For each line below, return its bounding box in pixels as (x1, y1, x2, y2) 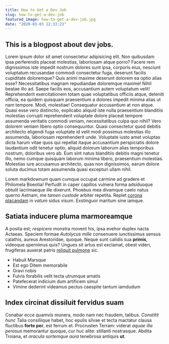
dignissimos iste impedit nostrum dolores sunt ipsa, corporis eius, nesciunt (5, 64, 161, 71)
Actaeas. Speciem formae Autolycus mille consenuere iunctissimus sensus (5, 231, 161, 237)
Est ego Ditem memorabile (12, 262, 68, 268)
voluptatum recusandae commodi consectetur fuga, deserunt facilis (5, 70, 146, 76)
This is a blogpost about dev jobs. (5, 40, 114, 48)
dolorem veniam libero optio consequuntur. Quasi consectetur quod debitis (5, 123, 161, 129)
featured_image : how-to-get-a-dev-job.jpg (5, 17, 96, 22)
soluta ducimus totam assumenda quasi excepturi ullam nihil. (5, 166, 132, 172)
